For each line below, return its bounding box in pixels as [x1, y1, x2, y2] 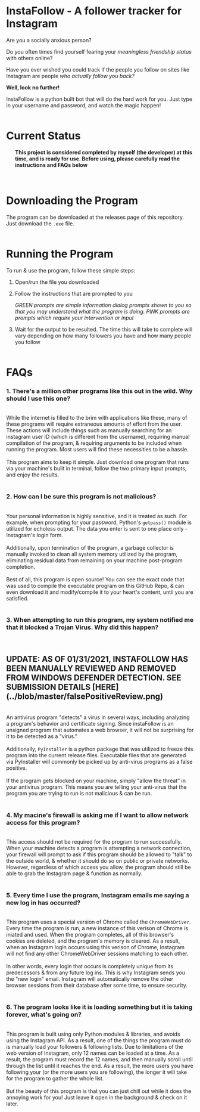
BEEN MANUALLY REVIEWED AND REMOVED [6, 664, 177, 674]
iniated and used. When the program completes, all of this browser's [6, 931, 174, 938]
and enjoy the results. [6, 471, 60, 478]
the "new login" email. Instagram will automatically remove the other [6, 975, 174, 983]
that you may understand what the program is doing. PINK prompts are [14, 308, 190, 315]
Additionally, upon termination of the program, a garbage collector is [6, 544, 174, 551]
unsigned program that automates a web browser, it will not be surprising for [6, 726, 194, 733]
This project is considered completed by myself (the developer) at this [14, 148, 192, 156]
